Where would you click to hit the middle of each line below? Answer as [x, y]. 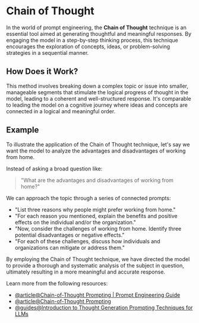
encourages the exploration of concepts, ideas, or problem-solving [88, 46]
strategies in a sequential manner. [48, 52]
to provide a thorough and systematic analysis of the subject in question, [95, 265]
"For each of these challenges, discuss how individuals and [87, 241]
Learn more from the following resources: [57, 283]
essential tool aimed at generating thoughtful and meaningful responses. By [99, 33]
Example [23, 130]
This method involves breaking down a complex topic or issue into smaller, [97, 86]
